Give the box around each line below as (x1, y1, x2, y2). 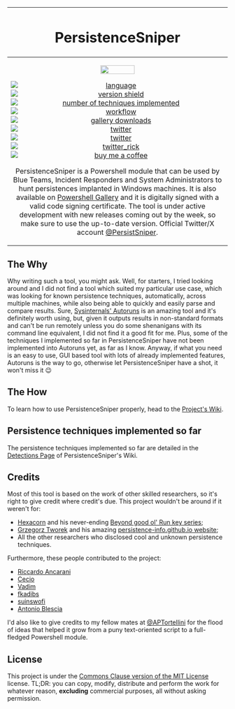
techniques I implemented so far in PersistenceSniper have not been (7, 336, 204, 345)
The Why (7, 258, 48, 270)
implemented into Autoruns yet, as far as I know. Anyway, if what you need (7, 344, 222, 352)
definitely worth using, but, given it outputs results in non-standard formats (7, 314, 224, 322)
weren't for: (7, 505, 41, 513)
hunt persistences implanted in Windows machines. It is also (18, 184, 217, 194)
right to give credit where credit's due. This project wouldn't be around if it (7, 497, 222, 506)
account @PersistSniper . (76, 227, 159, 237)
